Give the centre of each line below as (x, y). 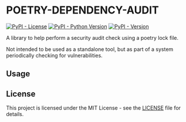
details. (15, 114)
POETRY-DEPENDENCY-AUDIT (83, 10)
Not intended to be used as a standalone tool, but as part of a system (90, 49)
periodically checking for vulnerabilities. (54, 55)
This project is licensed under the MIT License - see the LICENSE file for (93, 108)
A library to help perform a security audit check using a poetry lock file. (92, 38)
